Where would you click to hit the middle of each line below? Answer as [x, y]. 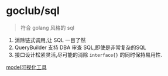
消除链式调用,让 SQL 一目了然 [50, 40]
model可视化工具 [26, 67]
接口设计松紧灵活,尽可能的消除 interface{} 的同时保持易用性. [88, 54]
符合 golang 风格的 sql [47, 27]
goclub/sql [33, 11]
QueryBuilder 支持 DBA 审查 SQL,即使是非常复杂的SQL [80, 47]
